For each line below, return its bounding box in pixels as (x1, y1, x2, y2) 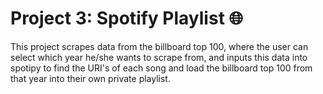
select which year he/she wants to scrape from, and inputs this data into (10, 51, 308, 63)
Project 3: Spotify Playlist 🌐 (10, 7, 243, 30)
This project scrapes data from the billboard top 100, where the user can (10, 40, 309, 52)
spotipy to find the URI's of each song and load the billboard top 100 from (10, 62, 313, 74)
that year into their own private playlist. (10, 72, 171, 84)
